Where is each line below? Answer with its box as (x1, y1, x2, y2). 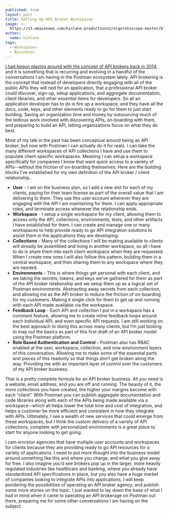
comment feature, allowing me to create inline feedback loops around (12, 312, 157, 318)
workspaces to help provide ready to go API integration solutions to (12, 227, 152, 233)
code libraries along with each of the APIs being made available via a (5, 397, 148, 403)
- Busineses (10, 49, 35, 54)
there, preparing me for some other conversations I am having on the (5, 497, 148, 503)
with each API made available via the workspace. (12, 302, 114, 308)
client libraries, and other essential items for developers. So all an (5, 95, 141, 101)
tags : (5, 40, 17, 45)
